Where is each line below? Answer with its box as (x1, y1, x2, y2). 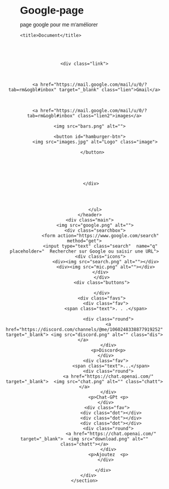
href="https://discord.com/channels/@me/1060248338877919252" (5, 326, 164, 333)
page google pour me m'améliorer (20, 21, 98, 28)
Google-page (20, 4, 84, 17)
